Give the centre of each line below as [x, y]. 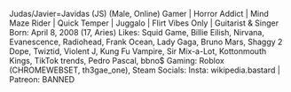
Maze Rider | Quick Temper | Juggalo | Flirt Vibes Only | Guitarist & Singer [144, 23]
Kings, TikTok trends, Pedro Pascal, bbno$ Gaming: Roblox [117, 61]
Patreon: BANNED [42, 79]
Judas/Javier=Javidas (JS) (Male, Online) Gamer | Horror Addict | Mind [139, 14]
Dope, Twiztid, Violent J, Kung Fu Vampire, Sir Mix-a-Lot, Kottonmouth [138, 51]
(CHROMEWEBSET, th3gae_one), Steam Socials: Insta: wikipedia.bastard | [145, 70]
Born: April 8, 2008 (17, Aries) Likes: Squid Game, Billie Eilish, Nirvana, [137, 32]
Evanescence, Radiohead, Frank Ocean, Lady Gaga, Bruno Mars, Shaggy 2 [146, 42]
